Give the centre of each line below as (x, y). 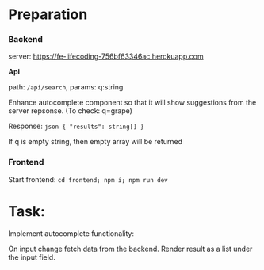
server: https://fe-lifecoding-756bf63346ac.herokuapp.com (106, 56)
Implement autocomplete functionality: (71, 233)
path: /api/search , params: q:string (66, 87)
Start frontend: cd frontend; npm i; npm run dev (88, 179)
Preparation (48, 15)
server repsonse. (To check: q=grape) (71, 111)
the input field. (32, 257)
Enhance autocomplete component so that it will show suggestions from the (132, 103)
